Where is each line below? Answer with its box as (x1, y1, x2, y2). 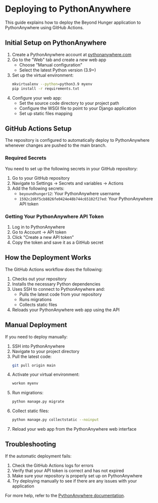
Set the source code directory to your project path (19, 100, 119, 106)
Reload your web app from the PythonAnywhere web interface (12, 426, 137, 432)
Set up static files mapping (19, 110, 72, 116)
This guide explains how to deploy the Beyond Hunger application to (5, 19, 141, 25)
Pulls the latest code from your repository (19, 291, 102, 297)
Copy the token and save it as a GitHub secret (12, 239, 104, 245)
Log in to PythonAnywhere (12, 224, 65, 230)
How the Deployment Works (5, 253, 92, 262)
